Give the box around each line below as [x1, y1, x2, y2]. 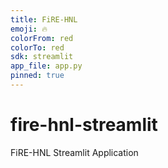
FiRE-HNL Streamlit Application [10, 146, 139, 158]
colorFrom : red [10, 33, 74, 43]
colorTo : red [10, 42, 65, 53]
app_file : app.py [10, 61, 83, 71]
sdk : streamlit [10, 52, 74, 62]
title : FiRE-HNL [10, 14, 78, 25]
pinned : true [10, 71, 65, 81]
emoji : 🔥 [10, 24, 48, 34]
